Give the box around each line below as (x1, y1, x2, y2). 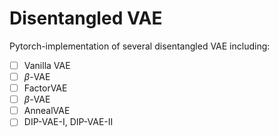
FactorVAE (23, 82, 68, 94)
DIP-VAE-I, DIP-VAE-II (23, 116, 114, 128)
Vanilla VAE (23, 59, 71, 71)
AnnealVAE (23, 105, 71, 117)
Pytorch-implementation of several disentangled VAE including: (9, 40, 271, 52)
